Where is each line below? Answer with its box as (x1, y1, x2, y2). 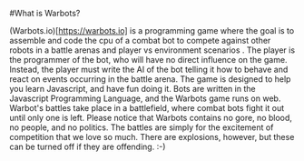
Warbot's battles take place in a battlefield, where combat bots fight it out (9, 103, 284, 113)
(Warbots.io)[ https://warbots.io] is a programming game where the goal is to (9, 25, 295, 35)
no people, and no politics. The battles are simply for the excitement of (9, 122, 274, 133)
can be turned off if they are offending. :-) (9, 141, 166, 152)
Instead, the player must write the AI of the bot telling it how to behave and (9, 64, 289, 75)
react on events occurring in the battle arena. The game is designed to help (9, 74, 291, 85)
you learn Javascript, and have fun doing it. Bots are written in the (9, 84, 256, 94)
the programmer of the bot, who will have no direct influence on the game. (9, 55, 288, 65)
